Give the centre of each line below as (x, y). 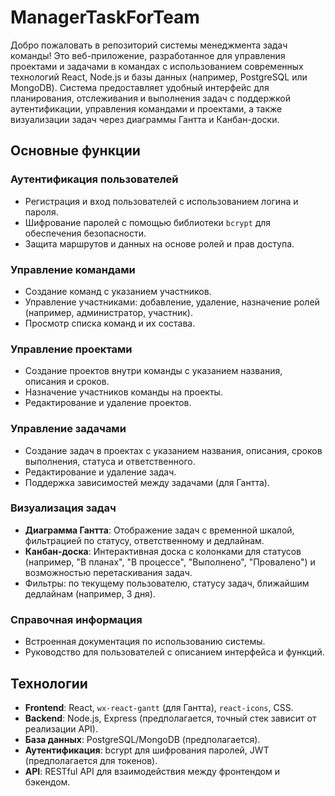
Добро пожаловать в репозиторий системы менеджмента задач (149, 45)
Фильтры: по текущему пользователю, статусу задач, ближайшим (167, 583)
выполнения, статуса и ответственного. (110, 461)
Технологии (49, 683)
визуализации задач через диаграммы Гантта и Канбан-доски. (145, 119)
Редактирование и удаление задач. (100, 472)
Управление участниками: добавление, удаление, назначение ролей (172, 302)
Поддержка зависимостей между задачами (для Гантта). (147, 482)
